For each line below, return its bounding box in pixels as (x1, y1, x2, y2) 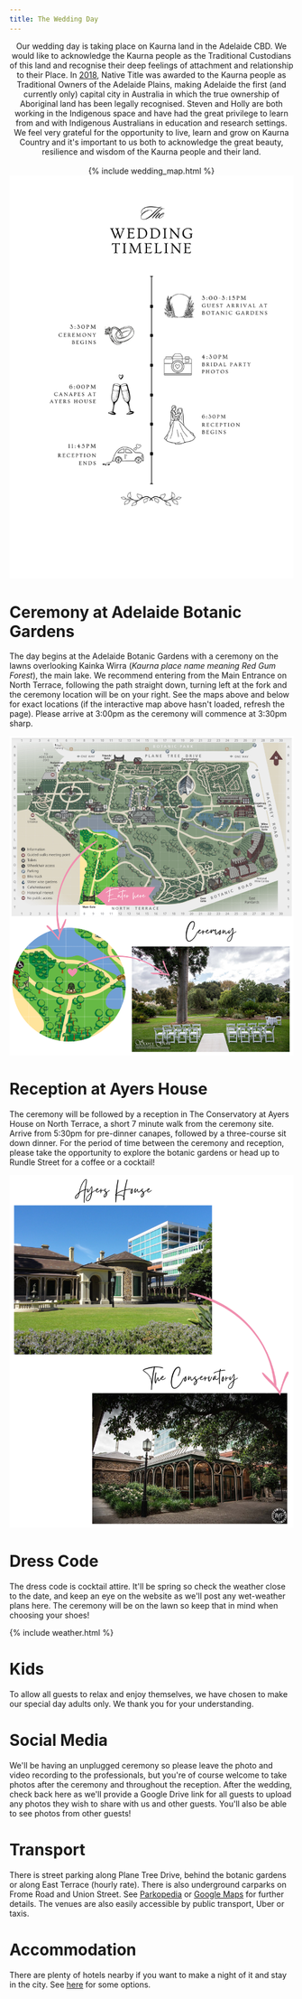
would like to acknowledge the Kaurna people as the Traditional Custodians (12, 50, 291, 61)
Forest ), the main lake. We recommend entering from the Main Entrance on (9, 670, 287, 681)
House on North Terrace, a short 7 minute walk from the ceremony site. (9, 1119, 275, 1130)
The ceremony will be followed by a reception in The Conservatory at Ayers (9, 1109, 290, 1120)
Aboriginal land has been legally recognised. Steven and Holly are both (19, 98, 284, 108)
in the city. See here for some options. (9, 1979, 151, 1990)
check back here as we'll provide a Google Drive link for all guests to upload (9, 1788, 292, 1799)
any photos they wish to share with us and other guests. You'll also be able (9, 1798, 287, 1809)
